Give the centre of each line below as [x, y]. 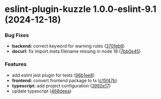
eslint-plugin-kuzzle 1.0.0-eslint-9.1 [80, 9]
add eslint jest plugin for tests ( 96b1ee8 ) [53, 75]
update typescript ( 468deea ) [42, 91]
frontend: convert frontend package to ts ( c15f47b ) [65, 80]
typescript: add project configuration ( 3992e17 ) [61, 86]
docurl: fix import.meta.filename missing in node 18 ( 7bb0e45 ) [76, 51]
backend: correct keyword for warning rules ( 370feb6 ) [68, 46]
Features [16, 64]
